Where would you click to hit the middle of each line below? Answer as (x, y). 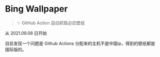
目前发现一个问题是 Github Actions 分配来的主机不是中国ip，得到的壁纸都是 (80, 43)
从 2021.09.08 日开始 (26, 33)
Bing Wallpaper (36, 9)
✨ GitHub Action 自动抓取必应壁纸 (51, 23)
